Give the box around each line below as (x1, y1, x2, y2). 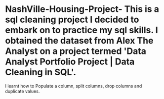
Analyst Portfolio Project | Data (5, 56, 135, 67)
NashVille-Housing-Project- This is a (5, 3, 160, 15)
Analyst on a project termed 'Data (5, 46, 147, 57)
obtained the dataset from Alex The (5, 35, 154, 47)
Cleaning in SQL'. (5, 67, 77, 78)
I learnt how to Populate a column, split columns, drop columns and (5, 83, 142, 89)
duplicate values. (5, 88, 40, 94)
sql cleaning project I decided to (5, 14, 139, 25)
